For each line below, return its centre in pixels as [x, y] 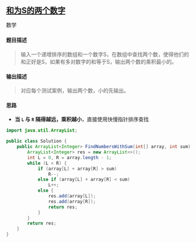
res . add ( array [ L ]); [72, 196]
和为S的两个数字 [36, 11]
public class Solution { [36, 141]
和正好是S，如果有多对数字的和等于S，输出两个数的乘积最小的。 [99, 62]
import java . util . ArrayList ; [42, 131]
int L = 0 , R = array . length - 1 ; [69, 157]
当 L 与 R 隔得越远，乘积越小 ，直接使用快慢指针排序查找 [82, 119]
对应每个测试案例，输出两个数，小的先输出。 [75, 91]
